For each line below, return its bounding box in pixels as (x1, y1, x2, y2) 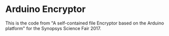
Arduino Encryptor (5, 3, 86, 15)
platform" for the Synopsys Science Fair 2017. (5, 25, 102, 31)
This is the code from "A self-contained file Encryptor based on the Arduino (5, 20, 164, 26)
